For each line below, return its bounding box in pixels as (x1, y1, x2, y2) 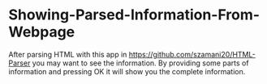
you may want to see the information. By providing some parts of (32, 58, 249, 68)
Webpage (8, 23, 75, 41)
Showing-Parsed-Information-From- (8, 6, 261, 24)
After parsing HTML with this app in (8, 49, 127, 59)
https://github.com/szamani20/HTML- (128, 49, 256, 59)
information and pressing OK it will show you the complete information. (8, 66, 246, 76)
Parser (8, 58, 31, 68)
